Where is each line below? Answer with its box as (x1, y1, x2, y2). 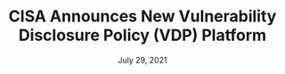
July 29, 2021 (118, 54, 167, 65)
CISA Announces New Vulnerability (8, 6, 277, 27)
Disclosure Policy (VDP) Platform (18, 25, 267, 45)
